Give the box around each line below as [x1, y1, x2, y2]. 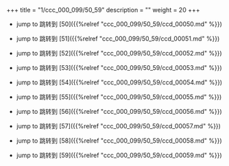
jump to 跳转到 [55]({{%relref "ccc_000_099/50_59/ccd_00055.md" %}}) [16, 93, 222, 101]
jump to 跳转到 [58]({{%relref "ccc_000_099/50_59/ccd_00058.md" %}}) [16, 137, 222, 145]
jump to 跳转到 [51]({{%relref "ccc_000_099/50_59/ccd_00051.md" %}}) [16, 34, 220, 43]
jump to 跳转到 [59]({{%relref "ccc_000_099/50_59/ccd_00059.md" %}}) [16, 151, 222, 159]
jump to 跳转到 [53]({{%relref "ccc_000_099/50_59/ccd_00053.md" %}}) [16, 64, 222, 71]
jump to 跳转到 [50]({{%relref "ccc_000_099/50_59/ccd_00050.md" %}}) [16, 20, 222, 28]
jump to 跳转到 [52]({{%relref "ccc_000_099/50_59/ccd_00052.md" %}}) [16, 49, 222, 57]
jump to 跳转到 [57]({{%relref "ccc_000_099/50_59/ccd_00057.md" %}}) [16, 122, 221, 130]
